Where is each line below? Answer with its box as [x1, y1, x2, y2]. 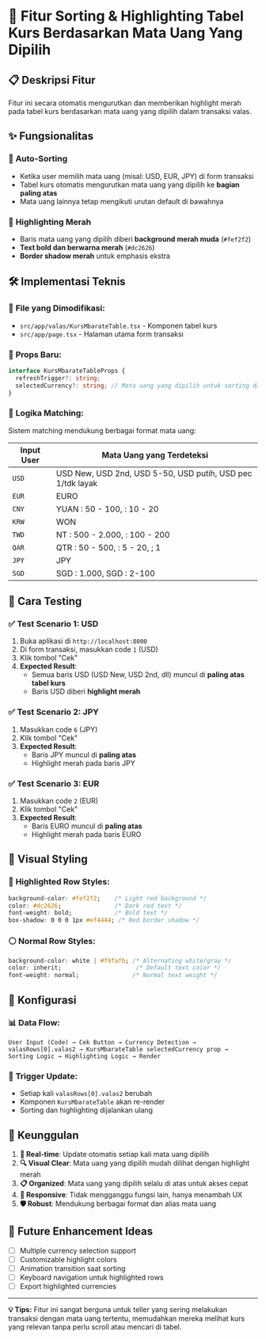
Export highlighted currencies [19, 1282, 117, 1291]
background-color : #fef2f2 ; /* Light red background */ [8, 894, 207, 902]
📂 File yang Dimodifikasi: [8, 302, 105, 314]
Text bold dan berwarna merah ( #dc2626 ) [19, 242, 155, 252]
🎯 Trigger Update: [8, 1071, 78, 1082]
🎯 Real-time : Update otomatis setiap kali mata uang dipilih [19, 1149, 210, 1158]
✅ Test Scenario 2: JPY [8, 706, 99, 717]
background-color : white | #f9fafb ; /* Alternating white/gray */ [8, 957, 232, 964]
